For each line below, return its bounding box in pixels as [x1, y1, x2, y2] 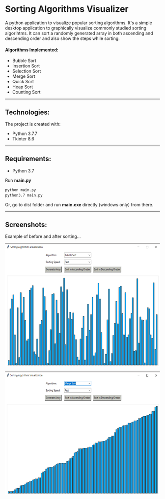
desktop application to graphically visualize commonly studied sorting [5, 25, 146, 31]
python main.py [5, 187, 36, 193]
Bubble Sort [12, 58, 37, 64]
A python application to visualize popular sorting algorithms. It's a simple [5, 20, 152, 26]
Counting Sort [12, 89, 41, 95]
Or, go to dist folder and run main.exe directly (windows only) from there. [5, 201, 154, 207]
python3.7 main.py [5, 193, 43, 198]
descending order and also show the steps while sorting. [5, 35, 120, 41]
